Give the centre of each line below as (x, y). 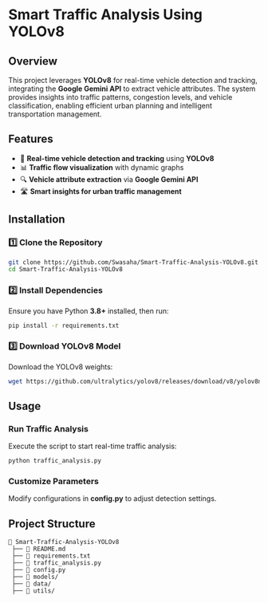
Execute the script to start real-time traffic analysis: (93, 446)
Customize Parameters (54, 482)
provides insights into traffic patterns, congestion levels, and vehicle (120, 97)
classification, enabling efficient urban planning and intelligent (110, 106)
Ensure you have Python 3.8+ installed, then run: (89, 311)
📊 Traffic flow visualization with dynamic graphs (102, 167)
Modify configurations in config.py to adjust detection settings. (112, 499)
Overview (33, 61)
